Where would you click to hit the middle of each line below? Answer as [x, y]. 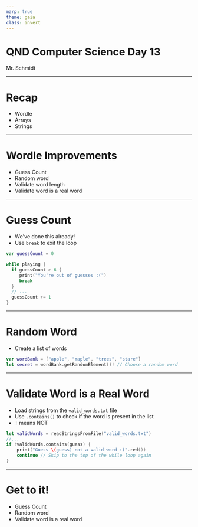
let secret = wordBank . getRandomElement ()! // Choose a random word [92, 364]
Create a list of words [41, 348]
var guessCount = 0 [30, 254]
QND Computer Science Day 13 [83, 52]
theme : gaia [21, 17]
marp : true [19, 12]
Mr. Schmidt [21, 68]
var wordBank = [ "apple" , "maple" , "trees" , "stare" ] [74, 359]
